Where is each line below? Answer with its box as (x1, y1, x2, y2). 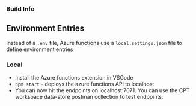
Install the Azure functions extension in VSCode (14, 74, 133, 81)
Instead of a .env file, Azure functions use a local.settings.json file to (6, 39, 182, 46)
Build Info (6, 5, 35, 13)
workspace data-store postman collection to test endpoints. (14, 93, 164, 101)
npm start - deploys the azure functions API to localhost (14, 80, 155, 88)
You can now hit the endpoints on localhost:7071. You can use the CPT (14, 87, 190, 94)
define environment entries (6, 46, 73, 53)
